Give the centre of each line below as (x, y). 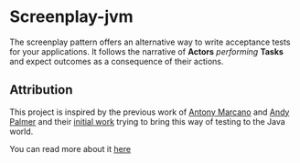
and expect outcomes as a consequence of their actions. (117, 61)
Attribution (41, 90)
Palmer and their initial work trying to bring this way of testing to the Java (147, 121)
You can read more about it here (70, 148)
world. (21, 131)
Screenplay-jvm (72, 17)
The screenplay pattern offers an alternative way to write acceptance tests (150, 42)
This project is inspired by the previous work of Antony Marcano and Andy (150, 112)
